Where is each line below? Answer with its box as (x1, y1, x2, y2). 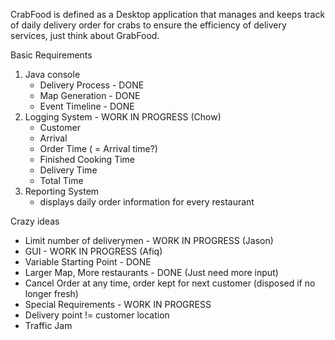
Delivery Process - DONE (39, 79, 145, 91)
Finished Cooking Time (39, 154, 135, 165)
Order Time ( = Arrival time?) (39, 143, 158, 154)
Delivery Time (39, 164, 98, 176)
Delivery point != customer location (24, 309, 170, 321)
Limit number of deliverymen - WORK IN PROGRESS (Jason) (24, 235, 274, 246)
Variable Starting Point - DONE (24, 256, 152, 268)
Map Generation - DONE (39, 90, 141, 101)
